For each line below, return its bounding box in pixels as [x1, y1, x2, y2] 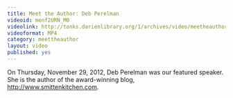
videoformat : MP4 [7, 29, 58, 37]
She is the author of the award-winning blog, [7, 75, 135, 83]
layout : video [7, 42, 49, 49]
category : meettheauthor [7, 36, 79, 43]
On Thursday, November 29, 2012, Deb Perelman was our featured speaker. [7, 67, 224, 76]
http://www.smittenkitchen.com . [7, 83, 99, 91]
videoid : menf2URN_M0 [7, 17, 70, 24]
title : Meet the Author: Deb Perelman [7, 10, 119, 17]
